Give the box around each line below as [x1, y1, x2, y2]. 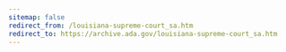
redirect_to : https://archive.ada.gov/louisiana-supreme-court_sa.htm [8, 29, 278, 38]
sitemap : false [8, 12, 65, 22]
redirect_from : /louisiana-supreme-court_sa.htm [8, 21, 194, 30]
